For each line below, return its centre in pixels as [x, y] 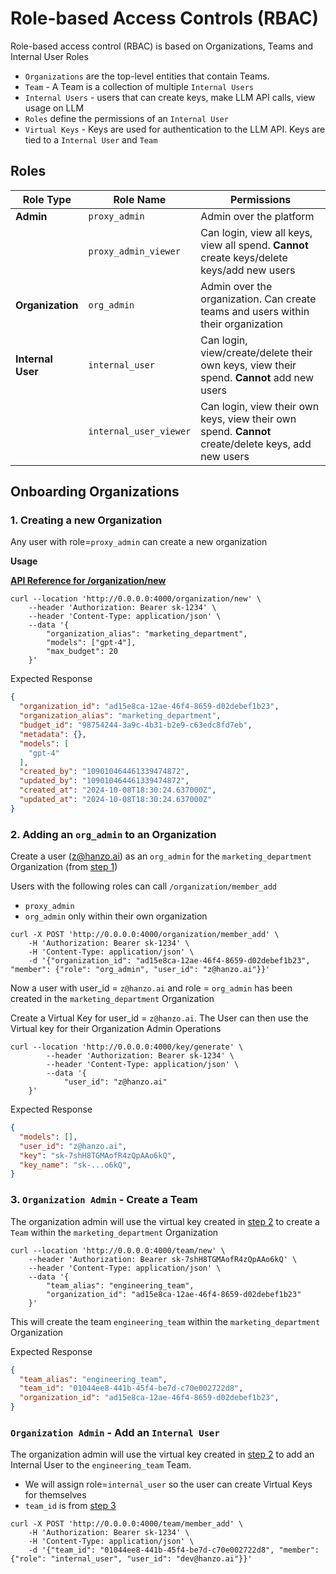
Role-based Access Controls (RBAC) [165, 18]
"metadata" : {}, [53, 734]
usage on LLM [54, 108]
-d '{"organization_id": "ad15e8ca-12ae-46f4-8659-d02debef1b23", [169, 961]
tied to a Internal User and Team [91, 139]
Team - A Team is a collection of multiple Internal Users [139, 86]
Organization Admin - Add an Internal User [115, 1432]
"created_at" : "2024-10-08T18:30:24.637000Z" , [118, 790]
